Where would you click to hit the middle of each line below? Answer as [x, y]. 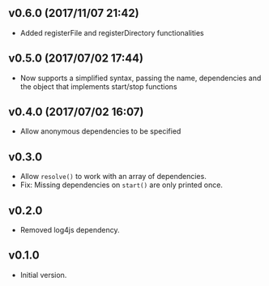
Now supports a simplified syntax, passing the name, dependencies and [141, 78]
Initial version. [43, 275]
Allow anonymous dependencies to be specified [100, 131]
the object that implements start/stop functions [98, 86]
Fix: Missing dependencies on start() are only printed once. [121, 185]
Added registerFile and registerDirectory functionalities [112, 32]
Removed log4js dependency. [70, 230]
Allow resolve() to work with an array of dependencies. [113, 177]
